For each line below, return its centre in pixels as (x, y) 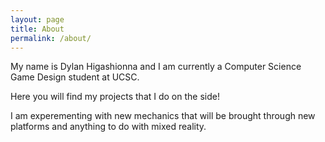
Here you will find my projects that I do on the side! (115, 97)
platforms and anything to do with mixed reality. (108, 127)
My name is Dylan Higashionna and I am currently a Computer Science (156, 67)
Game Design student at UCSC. (75, 77)
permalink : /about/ (51, 38)
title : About (37, 29)
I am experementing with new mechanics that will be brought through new (163, 116)
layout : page (37, 19)
